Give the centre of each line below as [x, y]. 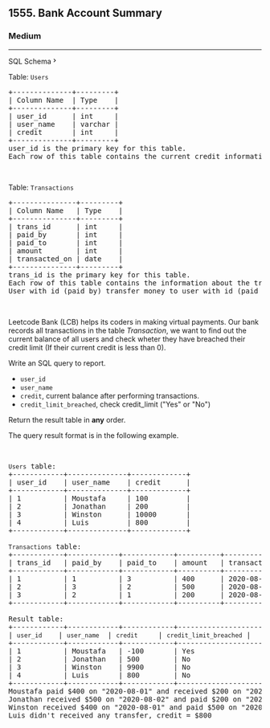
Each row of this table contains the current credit [115, 156]
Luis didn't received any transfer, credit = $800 [110, 715]
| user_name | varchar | [63, 124]
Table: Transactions [41, 187]
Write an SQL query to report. [57, 363]
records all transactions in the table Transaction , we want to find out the [127, 330]
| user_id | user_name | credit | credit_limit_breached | [130, 635]
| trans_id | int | [65, 227]
